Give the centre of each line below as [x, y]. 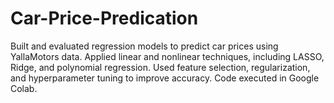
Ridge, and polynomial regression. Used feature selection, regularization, [160, 67]
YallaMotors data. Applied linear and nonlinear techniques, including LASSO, [167, 56]
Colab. [24, 88]
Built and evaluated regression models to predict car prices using [144, 46]
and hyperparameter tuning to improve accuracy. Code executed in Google [165, 78]
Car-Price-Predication [104, 18]
